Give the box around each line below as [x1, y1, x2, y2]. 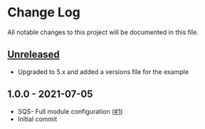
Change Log [7, 4, 80, 21]
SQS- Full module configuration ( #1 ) [17, 107, 123, 115]
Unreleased [7, 48, 61, 61]
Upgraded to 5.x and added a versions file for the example [17, 67, 189, 76]
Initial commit [17, 115, 58, 123]
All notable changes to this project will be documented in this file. [7, 28, 199, 36]
